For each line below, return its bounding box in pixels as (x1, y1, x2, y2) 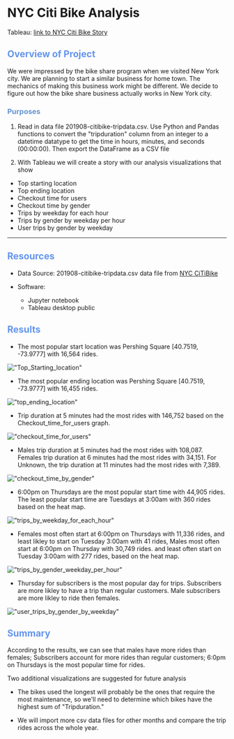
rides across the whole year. (17, 724, 99, 732)
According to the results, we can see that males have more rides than (7, 646, 207, 654)
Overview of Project (7, 48, 96, 60)
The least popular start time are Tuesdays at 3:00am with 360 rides (17, 495, 211, 504)
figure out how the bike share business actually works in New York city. (7, 89, 212, 97)
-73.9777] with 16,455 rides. (17, 384, 98, 393)
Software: (17, 282, 46, 291)
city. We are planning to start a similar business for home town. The (7, 74, 201, 82)
